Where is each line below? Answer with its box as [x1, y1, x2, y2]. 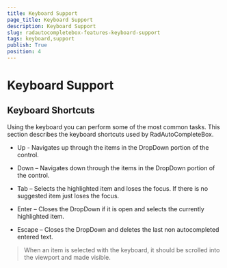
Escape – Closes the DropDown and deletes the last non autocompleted [16, 225, 219, 233]
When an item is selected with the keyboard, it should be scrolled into [23, 245, 220, 254]
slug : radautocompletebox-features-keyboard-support [7, 29, 161, 36]
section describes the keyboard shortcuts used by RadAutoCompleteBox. [7, 130, 214, 138]
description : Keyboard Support [7, 23, 96, 29]
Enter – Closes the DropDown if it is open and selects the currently [16, 204, 205, 213]
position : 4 [7, 49, 41, 55]
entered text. [16, 232, 53, 241]
